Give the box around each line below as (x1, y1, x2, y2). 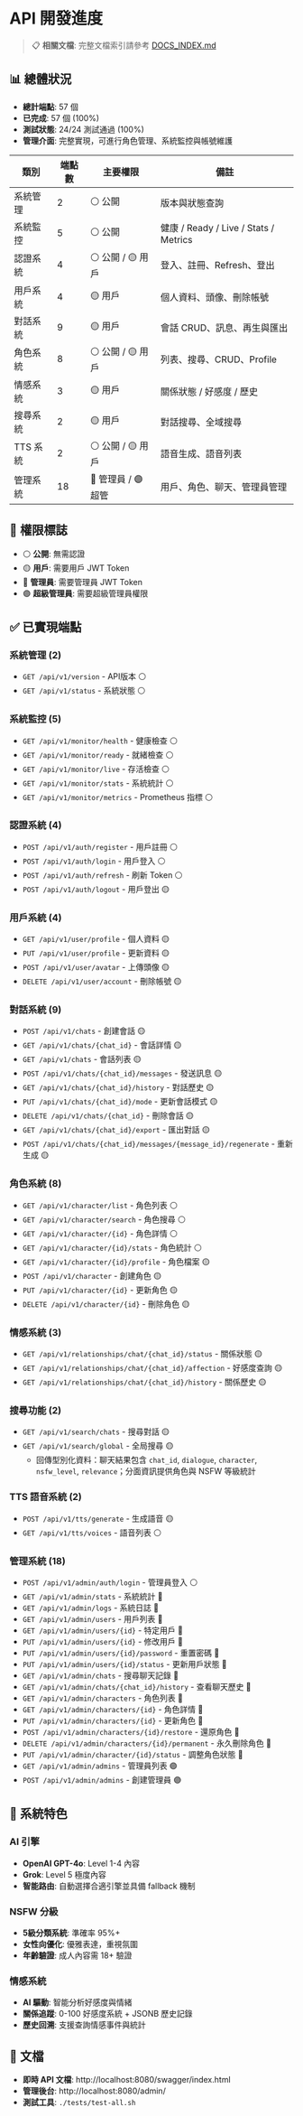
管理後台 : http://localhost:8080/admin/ (22, 2085, 167, 2096)
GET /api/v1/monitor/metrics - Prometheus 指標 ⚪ (22, 791, 214, 802)
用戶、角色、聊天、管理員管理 (161, 480, 288, 493)
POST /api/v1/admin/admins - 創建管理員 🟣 (22, 1774, 182, 1785)
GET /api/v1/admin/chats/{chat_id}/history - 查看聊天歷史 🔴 (22, 1681, 252, 1692)
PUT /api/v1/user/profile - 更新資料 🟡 (22, 947, 170, 958)
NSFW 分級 (9, 1905, 59, 1917)
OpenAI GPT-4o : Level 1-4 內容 (22, 1858, 140, 1869)
